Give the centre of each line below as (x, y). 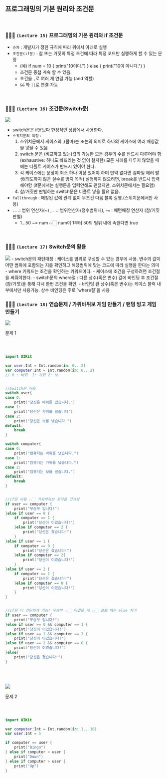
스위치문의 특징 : (27, 136)
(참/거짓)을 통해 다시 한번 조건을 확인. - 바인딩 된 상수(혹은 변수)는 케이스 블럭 (81, 284)
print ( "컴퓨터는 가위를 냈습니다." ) (46, 462)
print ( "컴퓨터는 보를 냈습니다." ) (45, 472)
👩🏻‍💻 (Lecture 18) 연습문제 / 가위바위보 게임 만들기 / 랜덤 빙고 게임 (81, 304)
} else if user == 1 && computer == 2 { (47, 634)
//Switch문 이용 (20, 388)
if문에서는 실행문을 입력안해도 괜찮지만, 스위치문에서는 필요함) (95, 185)
